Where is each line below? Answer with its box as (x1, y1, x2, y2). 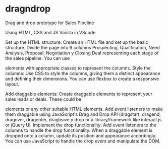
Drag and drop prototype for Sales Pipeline (5, 20, 94, 26)
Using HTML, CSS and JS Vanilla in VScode (5, 29, 96, 35)
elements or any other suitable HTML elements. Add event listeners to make (5, 106, 163, 112)
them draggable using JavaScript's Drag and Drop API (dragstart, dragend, (5, 111, 161, 117)
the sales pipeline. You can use (5, 55, 70, 61)
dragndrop (5, 3, 51, 15)
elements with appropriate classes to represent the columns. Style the (5, 65, 151, 71)
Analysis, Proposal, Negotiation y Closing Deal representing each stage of (5, 50, 159, 56)
